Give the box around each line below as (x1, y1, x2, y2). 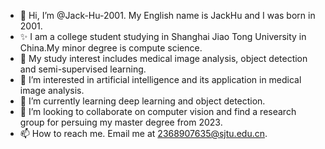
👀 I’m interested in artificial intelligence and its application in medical (19, 74, 302, 85)
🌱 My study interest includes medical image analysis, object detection (19, 53, 308, 64)
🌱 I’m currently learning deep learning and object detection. (19, 95, 266, 107)
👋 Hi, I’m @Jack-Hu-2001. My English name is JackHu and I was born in (19, 10, 316, 21)
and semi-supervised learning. (19, 63, 147, 75)
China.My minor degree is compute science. (19, 42, 203, 54)
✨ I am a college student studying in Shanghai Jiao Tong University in (19, 31, 307, 42)
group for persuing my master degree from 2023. (19, 116, 223, 128)
